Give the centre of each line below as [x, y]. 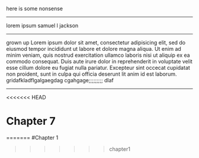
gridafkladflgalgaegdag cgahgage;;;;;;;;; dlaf [60, 80]
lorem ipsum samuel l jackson [42, 25]
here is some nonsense [35, 9]
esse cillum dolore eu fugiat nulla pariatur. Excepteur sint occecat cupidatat [98, 68]
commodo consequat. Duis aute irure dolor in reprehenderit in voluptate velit [99, 61]
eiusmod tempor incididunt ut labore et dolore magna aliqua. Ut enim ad [94, 49]
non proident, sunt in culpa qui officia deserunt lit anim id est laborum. [92, 74]
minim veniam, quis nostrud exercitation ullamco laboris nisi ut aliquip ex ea [98, 55]
